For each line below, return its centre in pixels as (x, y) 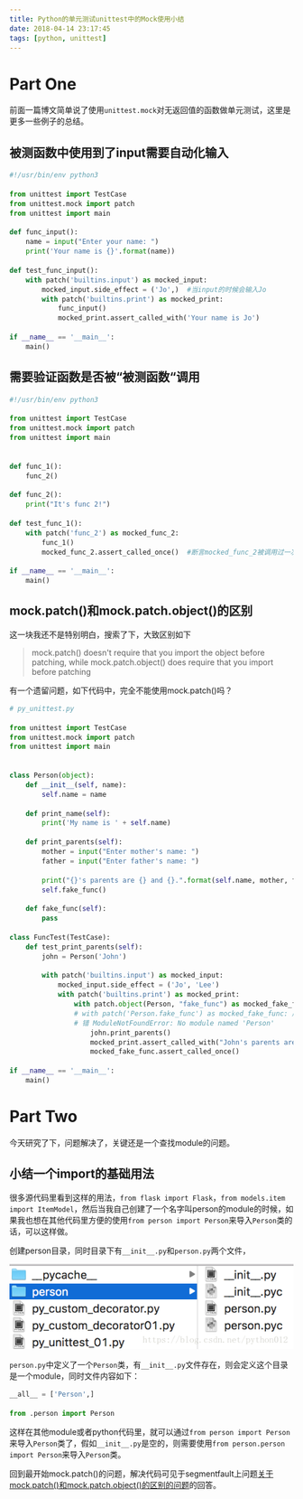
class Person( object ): (52, 775)
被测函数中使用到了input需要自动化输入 (119, 152)
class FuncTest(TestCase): (60, 937)
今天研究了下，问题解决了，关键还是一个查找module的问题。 (122, 1142)
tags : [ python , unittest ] (58, 38)
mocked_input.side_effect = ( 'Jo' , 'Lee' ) (138, 985)
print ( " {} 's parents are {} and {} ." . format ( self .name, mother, (165, 880)
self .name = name (74, 794)
